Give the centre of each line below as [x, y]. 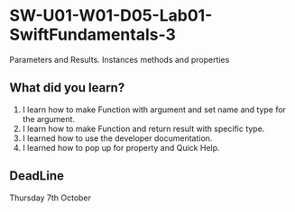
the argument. [48, 119]
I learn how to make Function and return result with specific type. [143, 128]
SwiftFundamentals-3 [92, 35]
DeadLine [37, 176]
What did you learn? [67, 88]
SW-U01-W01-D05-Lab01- [111, 16]
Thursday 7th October [51, 198]
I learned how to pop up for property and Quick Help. [121, 147]
